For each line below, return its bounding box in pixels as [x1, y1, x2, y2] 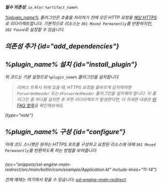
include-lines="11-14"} [112, 167, 157, 172]
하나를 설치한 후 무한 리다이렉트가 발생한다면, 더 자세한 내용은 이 [35, 97, 156, 102]
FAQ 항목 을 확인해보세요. [16, 102, 64, 108]
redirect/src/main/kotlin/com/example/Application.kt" [5, 167, 112, 172]
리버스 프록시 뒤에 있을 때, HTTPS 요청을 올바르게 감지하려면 [16, 85, 132, 90]
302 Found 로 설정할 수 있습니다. [5, 27, 65, 33]
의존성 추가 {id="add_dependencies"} [5, 42, 119, 51]
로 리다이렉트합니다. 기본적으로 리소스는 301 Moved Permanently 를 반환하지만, [5, 21, 153, 26]
